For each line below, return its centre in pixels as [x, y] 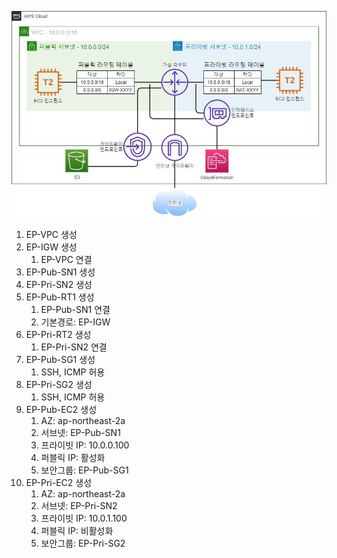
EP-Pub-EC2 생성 [61, 409]
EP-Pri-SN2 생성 [59, 284]
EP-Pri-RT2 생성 [58, 334]
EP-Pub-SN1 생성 [60, 272]
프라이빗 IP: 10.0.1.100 [84, 518]
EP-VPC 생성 [51, 234]
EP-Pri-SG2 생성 [59, 384]
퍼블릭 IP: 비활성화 [77, 530]
